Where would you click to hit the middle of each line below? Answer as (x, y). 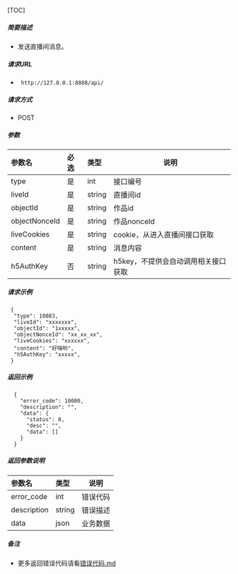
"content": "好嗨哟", (44, 348)
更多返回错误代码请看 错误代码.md (67, 563)
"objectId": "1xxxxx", (47, 328)
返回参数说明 (26, 461)
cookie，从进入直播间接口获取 (163, 234)
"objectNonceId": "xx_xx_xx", (58, 334)
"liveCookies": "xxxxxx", (52, 340)
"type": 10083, (36, 316)
